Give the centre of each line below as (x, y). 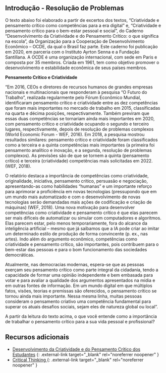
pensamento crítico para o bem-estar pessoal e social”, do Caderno (74, 31)
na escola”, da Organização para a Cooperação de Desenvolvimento (75, 41)
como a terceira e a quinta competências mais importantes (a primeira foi (80, 145)
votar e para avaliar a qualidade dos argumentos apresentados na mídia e (80, 280)
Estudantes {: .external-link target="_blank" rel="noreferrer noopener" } (86, 354)
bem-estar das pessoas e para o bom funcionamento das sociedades (76, 249)
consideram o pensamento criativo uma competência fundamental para (78, 301)
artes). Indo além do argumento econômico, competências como (71, 239)
